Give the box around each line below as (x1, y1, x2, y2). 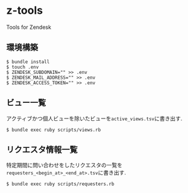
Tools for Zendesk (6, 23, 51, 31)
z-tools (6, 4, 43, 17)
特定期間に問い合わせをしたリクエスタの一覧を (6, 162, 122, 169)
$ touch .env (6, 64, 39, 70)
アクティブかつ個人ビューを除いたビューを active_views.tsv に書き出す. (6, 115, 183, 122)
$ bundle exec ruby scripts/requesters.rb (6, 181, 114, 187)
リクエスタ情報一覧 (6, 144, 78, 155)
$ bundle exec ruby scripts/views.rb (6, 127, 101, 133)
